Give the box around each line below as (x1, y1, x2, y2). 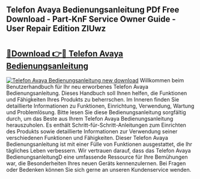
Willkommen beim (140, 77, 184, 83)
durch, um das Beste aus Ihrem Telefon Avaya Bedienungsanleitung (6, 115, 174, 122)
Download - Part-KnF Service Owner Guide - (6, 14, 176, 25)
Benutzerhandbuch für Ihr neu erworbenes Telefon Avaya (6, 83, 149, 90)
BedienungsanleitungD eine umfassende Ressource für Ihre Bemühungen (6, 153, 188, 160)
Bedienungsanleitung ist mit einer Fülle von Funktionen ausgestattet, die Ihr (6, 141, 193, 148)
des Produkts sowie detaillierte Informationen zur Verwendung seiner (6, 128, 178, 135)
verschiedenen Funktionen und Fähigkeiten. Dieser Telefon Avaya (6, 135, 168, 141)
